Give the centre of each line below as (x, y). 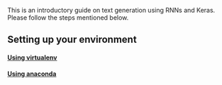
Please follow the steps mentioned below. (68, 18)
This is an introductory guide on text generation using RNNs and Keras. (111, 10)
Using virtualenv (32, 57)
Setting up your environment (72, 40)
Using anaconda (32, 74)
